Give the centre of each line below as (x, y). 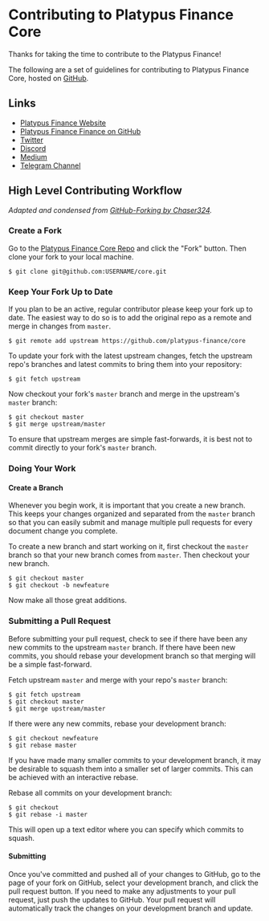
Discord (33, 148)
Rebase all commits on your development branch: (90, 793)
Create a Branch (36, 487)
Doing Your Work (42, 469)
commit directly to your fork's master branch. (83, 448)
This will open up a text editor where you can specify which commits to (126, 829)
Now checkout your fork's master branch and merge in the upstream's (124, 394)
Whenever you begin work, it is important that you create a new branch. (127, 505)
